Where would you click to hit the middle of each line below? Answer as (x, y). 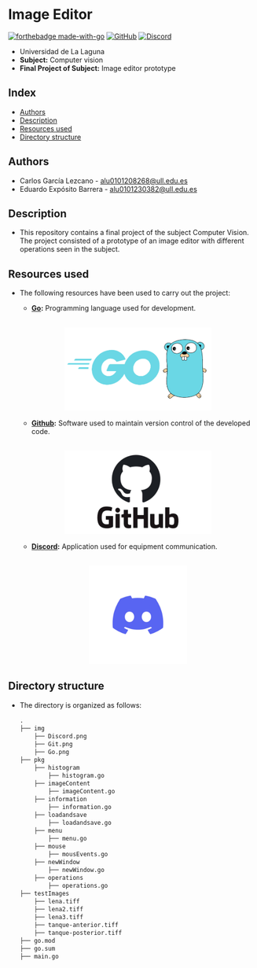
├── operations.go (78, 885)
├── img (32, 728)
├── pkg (32, 760)
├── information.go (80, 807)
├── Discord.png (61, 736)
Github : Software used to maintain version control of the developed (141, 423)
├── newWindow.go (76, 870)
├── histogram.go (76, 775)
